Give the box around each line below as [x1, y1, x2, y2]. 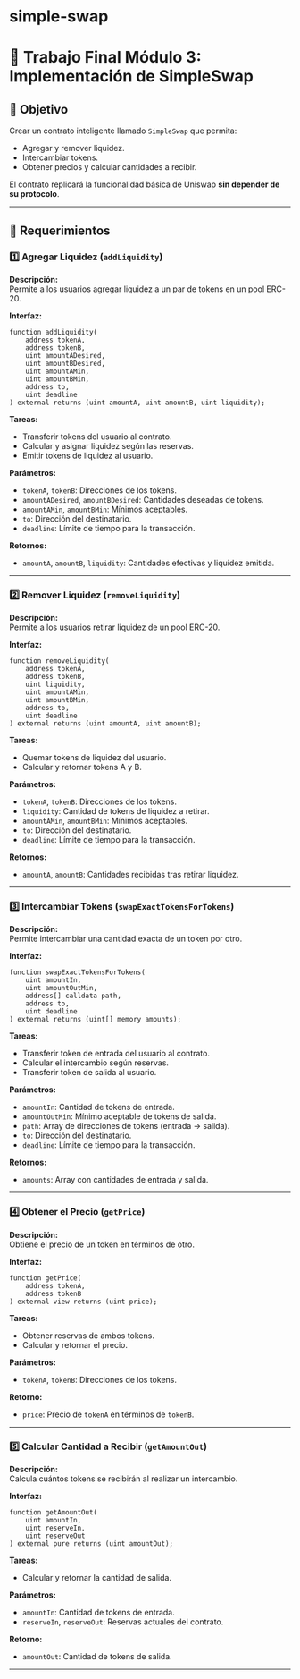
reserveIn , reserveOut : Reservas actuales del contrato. [21, 1616, 224, 1627]
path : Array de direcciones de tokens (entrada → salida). [21, 1121, 230, 1132]
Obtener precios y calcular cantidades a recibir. [21, 162, 197, 173]
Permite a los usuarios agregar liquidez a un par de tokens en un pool [9, 284, 265, 294]
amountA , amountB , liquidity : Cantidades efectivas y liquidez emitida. [21, 557, 275, 568]
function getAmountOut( [9, 1508, 98, 1517]
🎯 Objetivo [9, 101, 69, 117]
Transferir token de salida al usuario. [21, 1067, 157, 1078]
